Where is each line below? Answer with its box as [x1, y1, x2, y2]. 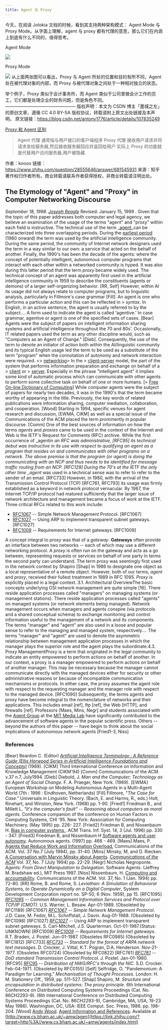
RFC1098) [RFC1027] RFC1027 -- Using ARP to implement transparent [5, 918, 149, 924]
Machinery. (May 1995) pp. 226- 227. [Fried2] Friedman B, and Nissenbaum [5, 821, 161, 828]
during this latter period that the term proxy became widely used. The [5, 267, 149, 273]
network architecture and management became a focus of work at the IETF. [5, 496, 162, 502]
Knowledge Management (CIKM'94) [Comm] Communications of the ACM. [5, 768, 159, 774]
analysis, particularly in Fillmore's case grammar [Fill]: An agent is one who [5, 294, 160, 300]
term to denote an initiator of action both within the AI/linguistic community [5, 342, 160, 348]
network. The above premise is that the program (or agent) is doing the [5, 454, 153, 460]
